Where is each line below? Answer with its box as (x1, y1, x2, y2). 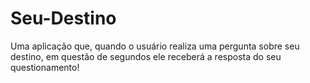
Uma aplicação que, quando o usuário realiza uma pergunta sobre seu (10, 40, 300, 52)
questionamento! (10, 61, 80, 73)
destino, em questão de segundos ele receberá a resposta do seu (10, 50, 282, 62)
